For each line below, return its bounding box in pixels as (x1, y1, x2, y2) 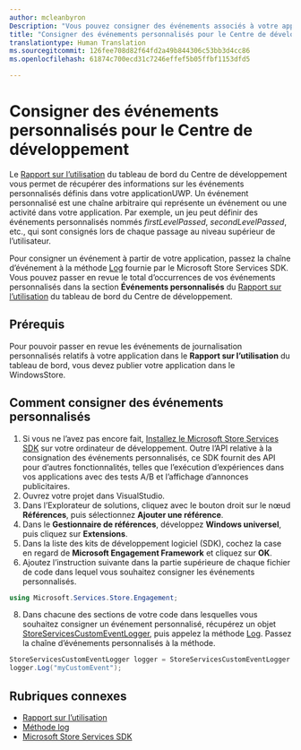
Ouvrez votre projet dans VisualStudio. (21, 490, 166, 501)
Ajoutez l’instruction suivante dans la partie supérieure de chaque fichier (21, 556, 291, 567)
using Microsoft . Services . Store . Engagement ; (9, 593, 178, 602)
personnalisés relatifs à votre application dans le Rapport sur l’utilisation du (9, 350, 291, 361)
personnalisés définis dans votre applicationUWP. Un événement (9, 187, 249, 198)
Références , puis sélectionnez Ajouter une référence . (21, 509, 224, 520)
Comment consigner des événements (9, 395, 224, 410)
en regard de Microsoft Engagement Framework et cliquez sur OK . (21, 547, 273, 558)
